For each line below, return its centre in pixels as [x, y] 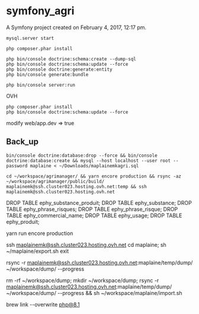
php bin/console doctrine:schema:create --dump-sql [71, 59]
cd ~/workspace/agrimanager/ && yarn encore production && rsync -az [94, 176]
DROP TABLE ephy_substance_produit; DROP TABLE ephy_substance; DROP [99, 202]
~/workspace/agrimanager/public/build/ [55, 181]
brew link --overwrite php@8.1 [43, 305]
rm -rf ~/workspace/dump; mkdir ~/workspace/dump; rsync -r [83, 280]
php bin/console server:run [41, 85]
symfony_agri [40, 11]
